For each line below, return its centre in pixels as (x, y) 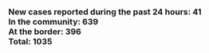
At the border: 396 (45, 32)
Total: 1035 (30, 41)
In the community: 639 (53, 21)
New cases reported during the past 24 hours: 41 (105, 12)
